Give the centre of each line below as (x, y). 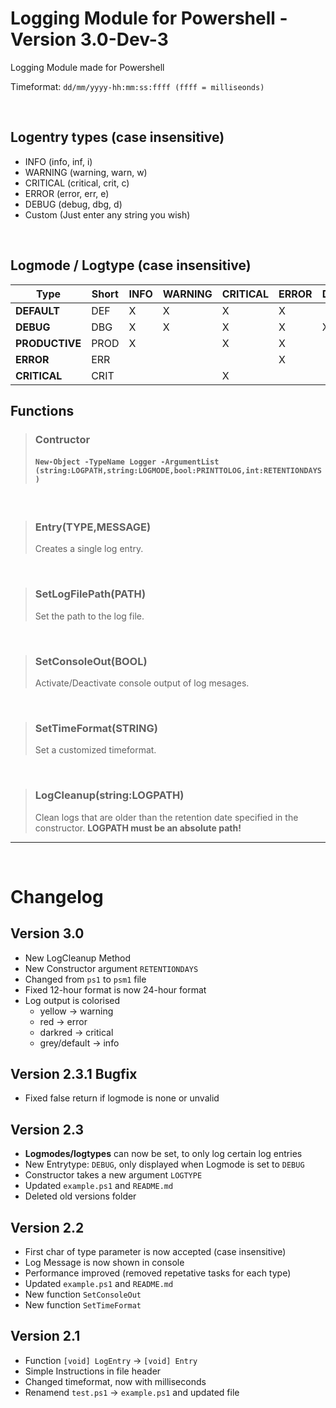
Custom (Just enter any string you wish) (107, 214)
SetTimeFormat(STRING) (96, 728)
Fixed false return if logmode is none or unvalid (122, 1098)
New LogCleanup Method (78, 958)
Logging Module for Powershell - (149, 18)
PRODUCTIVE (48, 343)
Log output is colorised (72, 1000)
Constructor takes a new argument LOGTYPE (113, 1175)
